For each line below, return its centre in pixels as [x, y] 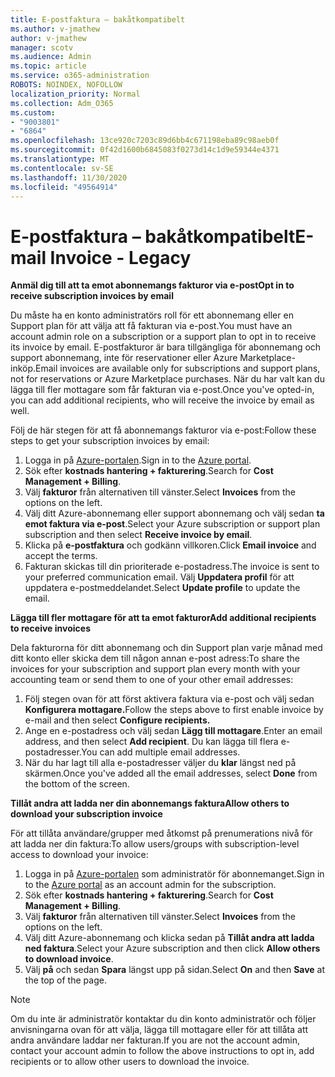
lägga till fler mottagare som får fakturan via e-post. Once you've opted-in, [162, 390]
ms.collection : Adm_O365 [62, 103]
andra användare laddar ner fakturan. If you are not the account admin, [155, 1040]
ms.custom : [33, 112]
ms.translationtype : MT [60, 159]
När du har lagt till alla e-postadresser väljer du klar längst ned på [160, 763]
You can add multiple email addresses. [161, 752]
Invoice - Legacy [120, 257]
